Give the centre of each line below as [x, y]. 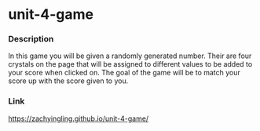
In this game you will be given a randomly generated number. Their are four [130, 56]
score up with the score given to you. [68, 81]
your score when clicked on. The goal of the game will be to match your [125, 73]
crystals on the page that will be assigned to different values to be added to [130, 64]
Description [31, 39]
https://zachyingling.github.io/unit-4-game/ [79, 118]
